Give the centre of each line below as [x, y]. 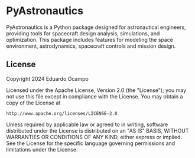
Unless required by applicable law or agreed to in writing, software [87, 124]
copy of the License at [33, 103]
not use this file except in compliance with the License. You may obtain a [95, 96]
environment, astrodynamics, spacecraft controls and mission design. [91, 46]
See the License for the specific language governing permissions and [91, 143]
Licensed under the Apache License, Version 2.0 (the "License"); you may [96, 90]
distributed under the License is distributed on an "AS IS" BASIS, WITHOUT [97, 130]
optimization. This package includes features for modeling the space [90, 39]
